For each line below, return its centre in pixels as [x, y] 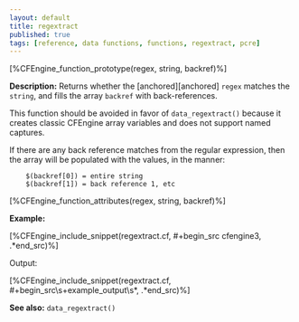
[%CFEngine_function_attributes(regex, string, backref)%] [117, 201]
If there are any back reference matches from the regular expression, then [147, 150]
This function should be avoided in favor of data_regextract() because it [145, 113]
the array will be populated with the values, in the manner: [117, 160]
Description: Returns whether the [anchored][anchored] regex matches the [150, 86]
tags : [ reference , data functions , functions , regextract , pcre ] [135, 43]
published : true [40, 34]
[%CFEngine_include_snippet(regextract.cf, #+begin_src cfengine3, [135, 236]
